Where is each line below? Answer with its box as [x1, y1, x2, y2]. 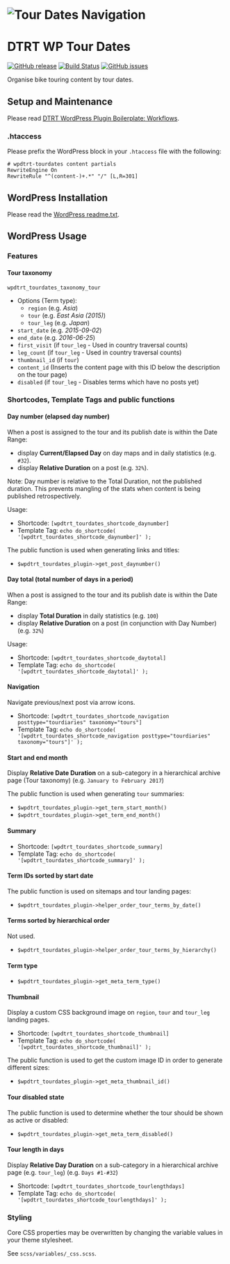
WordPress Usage [7, 231, 87, 242]
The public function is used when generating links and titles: [7, 545, 180, 554]
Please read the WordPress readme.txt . [7, 210, 120, 219]
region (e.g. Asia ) [27, 304, 79, 312]
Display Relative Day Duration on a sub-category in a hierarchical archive [7, 1160, 219, 1169]
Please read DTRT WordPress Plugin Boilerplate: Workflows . [7, 114, 179, 122]
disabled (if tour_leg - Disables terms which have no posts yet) [17, 377, 199, 386]
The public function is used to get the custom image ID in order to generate [7, 1056, 223, 1065]
